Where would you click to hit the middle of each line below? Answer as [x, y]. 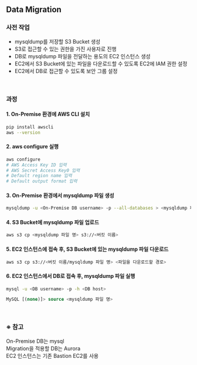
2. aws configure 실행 [32, 147]
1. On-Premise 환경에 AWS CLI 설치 [48, 114]
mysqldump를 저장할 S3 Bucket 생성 [57, 41]
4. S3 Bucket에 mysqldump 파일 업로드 [53, 222]
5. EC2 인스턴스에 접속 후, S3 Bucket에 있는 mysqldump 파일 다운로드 [87, 249]
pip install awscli [30, 127]
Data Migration [34, 10]
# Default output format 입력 [42, 181]
